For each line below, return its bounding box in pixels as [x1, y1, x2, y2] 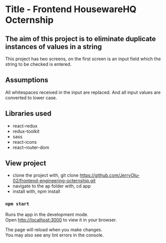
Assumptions [5, 76, 49, 85]
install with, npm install [12, 188, 61, 194]
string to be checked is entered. [5, 61, 72, 67]
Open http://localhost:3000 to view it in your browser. [5, 217, 117, 223]
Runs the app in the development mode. [5, 211, 89, 217]
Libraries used [5, 109, 52, 118]
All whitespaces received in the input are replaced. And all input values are [5, 89, 161, 95]
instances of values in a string [5, 42, 102, 51]
